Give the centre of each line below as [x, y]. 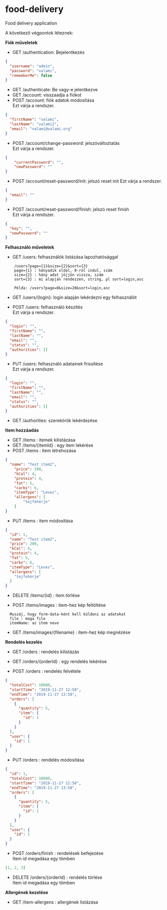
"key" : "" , [21, 228]
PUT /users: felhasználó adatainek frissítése [58, 364]
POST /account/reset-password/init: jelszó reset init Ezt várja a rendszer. [87, 181]
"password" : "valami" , [33, 71]
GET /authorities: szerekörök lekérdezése [55, 421]
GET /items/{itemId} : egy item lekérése [53, 445]
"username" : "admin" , [32, 66]
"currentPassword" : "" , [39, 162]
